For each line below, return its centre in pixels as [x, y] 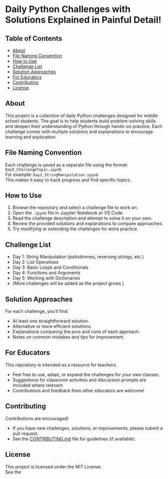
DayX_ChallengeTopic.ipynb [33, 170]
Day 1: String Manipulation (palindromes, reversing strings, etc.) [78, 257]
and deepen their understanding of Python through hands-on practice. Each [84, 126]
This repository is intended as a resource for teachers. [61, 365]
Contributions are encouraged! [37, 418]
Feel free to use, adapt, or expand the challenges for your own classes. [86, 374]
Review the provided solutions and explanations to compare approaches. [88, 224]
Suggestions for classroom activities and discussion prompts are [79, 380]
